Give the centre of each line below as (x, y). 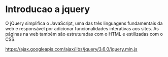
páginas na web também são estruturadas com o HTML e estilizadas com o (84, 34)
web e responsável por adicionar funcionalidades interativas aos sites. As (82, 28)
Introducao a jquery (48, 9)
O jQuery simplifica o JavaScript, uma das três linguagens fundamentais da (84, 23)
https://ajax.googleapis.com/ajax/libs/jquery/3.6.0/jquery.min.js (72, 49)
